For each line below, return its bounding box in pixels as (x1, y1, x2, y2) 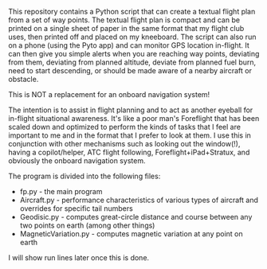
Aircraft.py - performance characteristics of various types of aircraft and (19, 195, 259, 205)
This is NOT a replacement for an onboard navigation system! (8, 90, 210, 99)
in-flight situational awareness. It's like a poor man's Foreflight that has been (8, 114, 260, 123)
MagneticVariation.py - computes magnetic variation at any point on (19, 229, 243, 238)
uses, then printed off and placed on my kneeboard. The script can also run (8, 32, 257, 41)
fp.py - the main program (19, 187, 103, 196)
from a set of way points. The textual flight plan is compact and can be (8, 15, 241, 25)
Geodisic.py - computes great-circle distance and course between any (19, 212, 253, 221)
